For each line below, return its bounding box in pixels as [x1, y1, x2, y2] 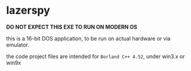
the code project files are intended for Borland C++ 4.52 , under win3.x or [6, 53, 185, 60]
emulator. [6, 41, 30, 48]
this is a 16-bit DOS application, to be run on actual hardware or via [6, 35, 171, 42]
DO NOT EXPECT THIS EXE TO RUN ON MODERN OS [6, 23, 137, 30]
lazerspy [6, 4, 51, 17]
